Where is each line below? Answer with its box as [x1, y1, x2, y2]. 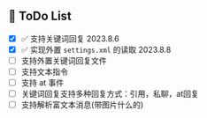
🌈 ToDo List [8, 9, 73, 24]
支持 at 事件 [20, 77, 65, 88]
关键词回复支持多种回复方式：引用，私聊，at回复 [20, 89, 200, 100]
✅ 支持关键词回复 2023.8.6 [20, 33, 120, 44]
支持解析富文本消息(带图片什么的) [20, 100, 143, 110]
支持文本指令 [20, 67, 68, 77]
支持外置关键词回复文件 [20, 55, 107, 66]
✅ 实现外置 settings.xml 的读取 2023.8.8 [20, 44, 172, 55]
